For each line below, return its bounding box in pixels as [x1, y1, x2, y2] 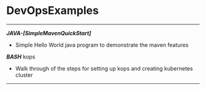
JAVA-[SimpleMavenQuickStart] [6, 29, 91, 36]
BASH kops [6, 53, 36, 60]
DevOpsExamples [6, 4, 99, 18]
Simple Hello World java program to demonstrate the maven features [15, 41, 189, 49]
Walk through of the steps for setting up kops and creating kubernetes [15, 64, 193, 72]
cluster [15, 71, 33, 78]
